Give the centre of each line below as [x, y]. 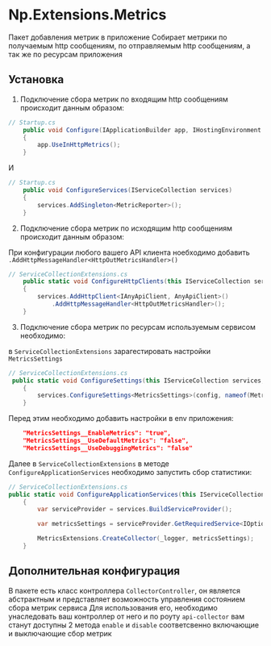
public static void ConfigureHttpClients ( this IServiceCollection [137, 281]
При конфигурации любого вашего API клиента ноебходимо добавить [129, 252]
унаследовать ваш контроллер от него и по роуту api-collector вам [126, 616]
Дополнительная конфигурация [94, 571]
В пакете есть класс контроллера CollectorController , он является [124, 590]
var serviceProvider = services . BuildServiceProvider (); [135, 510]
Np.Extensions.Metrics [88, 15]
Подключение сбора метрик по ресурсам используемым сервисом [138, 327]
